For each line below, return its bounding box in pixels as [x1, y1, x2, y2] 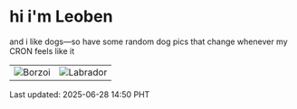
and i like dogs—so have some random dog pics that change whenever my [9, 36, 288, 47]
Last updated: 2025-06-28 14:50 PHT [9, 88, 150, 100]
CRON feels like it [9, 45, 75, 56]
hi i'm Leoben [9, 6, 113, 27]
